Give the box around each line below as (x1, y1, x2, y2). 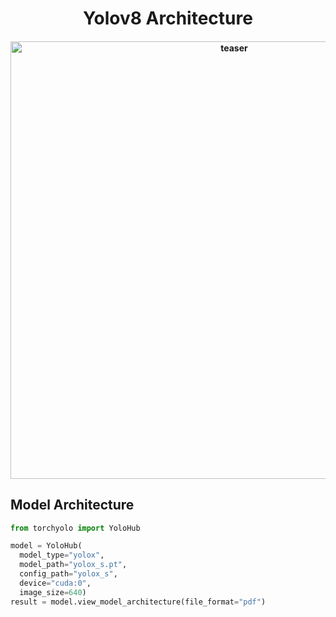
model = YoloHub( (10, 541, 83, 551)
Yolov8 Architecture (83, 7, 253, 30)
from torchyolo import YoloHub (10, 523, 141, 533)
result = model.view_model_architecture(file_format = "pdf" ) (10, 597, 267, 607)
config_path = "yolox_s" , (19, 569, 118, 579)
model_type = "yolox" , (19, 550, 105, 561)
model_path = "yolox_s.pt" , (19, 560, 128, 570)
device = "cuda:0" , (19, 578, 92, 588)
